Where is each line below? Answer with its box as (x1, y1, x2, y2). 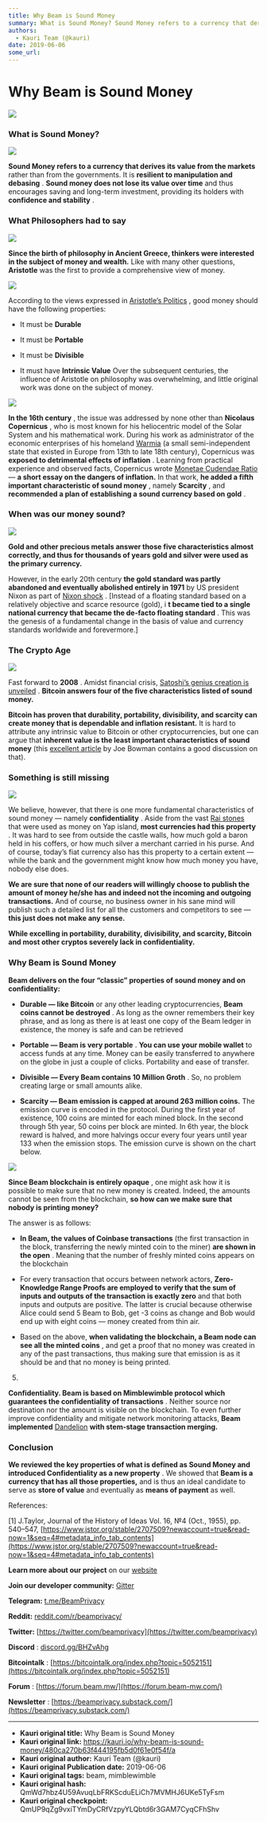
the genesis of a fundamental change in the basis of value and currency (8, 616, 244, 625)
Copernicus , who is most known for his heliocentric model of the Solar (8, 421, 242, 430)
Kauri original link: (19, 1737, 82, 1746)
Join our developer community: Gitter (8, 1581, 135, 1590)
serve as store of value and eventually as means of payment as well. (8, 1485, 236, 1495)
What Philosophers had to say (8, 216, 127, 227)
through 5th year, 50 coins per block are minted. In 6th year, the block (19, 1121, 249, 1131)
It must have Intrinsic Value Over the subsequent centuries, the (19, 365, 229, 375)
